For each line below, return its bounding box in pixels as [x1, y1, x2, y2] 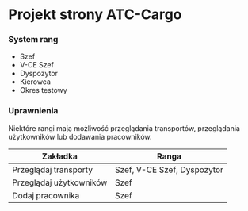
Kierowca [19, 77, 52, 86]
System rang [8, 34, 59, 45]
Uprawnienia [8, 105, 59, 117]
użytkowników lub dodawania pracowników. [8, 132, 152, 141]
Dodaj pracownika [12, 190, 80, 201]
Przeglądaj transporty [12, 164, 93, 175]
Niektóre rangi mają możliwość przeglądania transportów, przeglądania [8, 123, 240, 132]
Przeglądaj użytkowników [12, 177, 108, 188]
